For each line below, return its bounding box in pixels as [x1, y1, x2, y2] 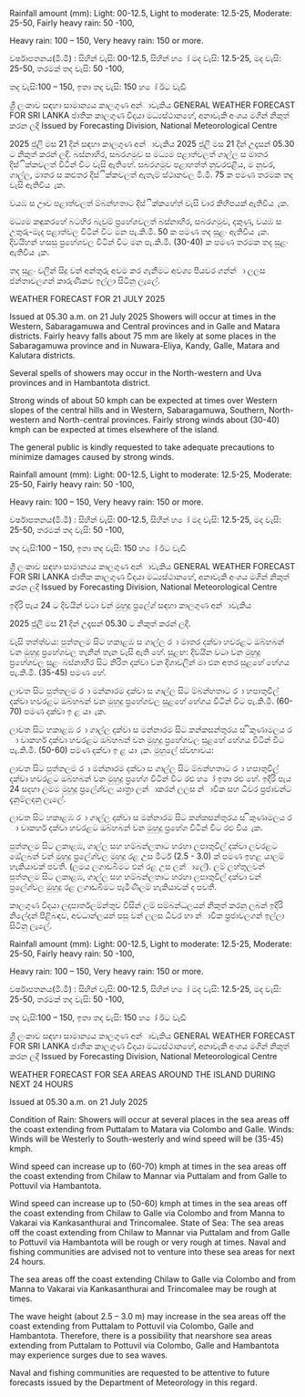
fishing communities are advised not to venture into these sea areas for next [9, 1246, 296, 1257]
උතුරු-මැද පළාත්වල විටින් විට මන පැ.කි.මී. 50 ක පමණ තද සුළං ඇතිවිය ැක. [9, 226, 270, 236]
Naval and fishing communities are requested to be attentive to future [9, 1368, 270, 1378]
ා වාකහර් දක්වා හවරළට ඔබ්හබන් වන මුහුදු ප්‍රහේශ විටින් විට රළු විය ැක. [9, 822, 263, 833]
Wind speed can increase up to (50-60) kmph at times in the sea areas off [9, 1198, 288, 1208]
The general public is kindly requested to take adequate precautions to [9, 442, 275, 453]
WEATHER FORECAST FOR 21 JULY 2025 [9, 294, 166, 304]
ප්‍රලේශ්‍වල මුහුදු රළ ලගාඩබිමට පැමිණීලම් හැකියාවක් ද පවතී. [9, 881, 217, 892]
